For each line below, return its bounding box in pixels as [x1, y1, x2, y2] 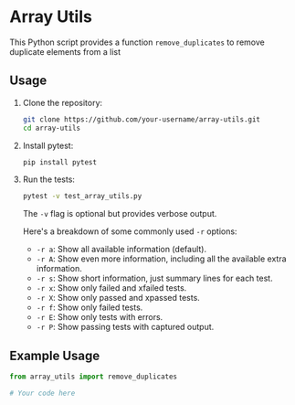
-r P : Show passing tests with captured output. [36, 322, 215, 333]
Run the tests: [22, 174, 76, 185]
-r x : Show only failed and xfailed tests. [36, 282, 187, 293]
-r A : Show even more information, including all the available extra [36, 253, 287, 264]
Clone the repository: [22, 97, 103, 108]
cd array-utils [22, 123, 81, 133]
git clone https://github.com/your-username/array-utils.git [22, 114, 261, 124]
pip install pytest [22, 157, 98, 166]
